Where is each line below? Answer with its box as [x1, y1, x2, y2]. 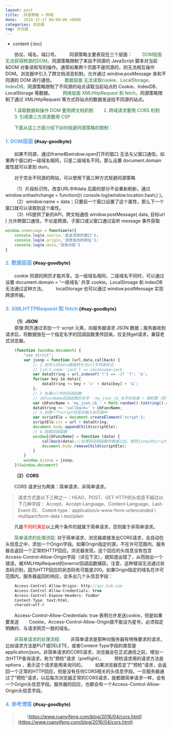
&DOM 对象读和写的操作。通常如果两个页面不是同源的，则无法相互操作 [5, 64, 155, 70]
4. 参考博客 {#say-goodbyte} [5, 700, 71, 707]
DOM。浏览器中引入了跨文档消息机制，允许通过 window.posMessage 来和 [5, 70, 162, 77]
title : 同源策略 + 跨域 [5, 12, 54, 17]
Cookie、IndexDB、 [118, 83, 160, 90]
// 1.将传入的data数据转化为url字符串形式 [32, 362, 114, 368]
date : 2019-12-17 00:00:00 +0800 [5, 17, 81, 22]
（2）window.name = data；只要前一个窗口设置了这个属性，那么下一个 [14, 198, 164, 205]
